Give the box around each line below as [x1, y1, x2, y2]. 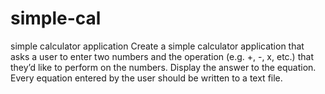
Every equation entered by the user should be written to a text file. [10, 72, 283, 84]
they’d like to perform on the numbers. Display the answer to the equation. [10, 61, 317, 73]
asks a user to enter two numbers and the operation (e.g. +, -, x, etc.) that [10, 50, 314, 62]
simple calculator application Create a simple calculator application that [10, 40, 305, 52]
